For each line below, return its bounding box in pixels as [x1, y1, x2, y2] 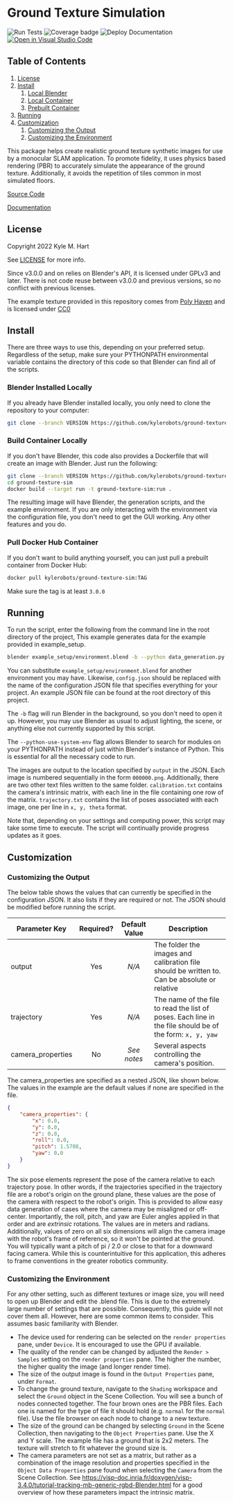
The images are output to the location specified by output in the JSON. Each [7, 766, 225, 774]
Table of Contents [7, 56, 87, 68]
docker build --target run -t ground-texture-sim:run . [7, 485, 172, 492]
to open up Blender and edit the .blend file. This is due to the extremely [7, 1297, 210, 1306]
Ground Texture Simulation [7, 5, 166, 21]
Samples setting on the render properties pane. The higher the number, [17, 1355, 222, 1364]
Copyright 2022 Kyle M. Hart [7, 242, 89, 250]
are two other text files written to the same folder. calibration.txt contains [7, 781, 223, 789]
